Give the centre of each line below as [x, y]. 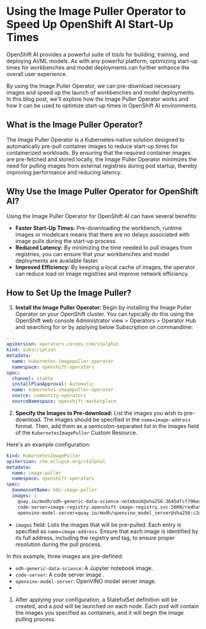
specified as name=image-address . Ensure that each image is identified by [107, 531]
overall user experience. [37, 74]
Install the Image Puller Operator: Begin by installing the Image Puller [103, 308]
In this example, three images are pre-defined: [65, 556]
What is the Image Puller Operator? [74, 125]
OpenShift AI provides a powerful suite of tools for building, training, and [98, 54]
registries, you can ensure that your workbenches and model [92, 254]
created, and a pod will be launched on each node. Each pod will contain [107, 606]
